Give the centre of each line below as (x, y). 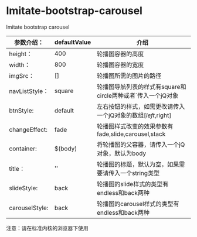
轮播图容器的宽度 (120, 64)
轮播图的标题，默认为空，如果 (138, 164)
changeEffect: (28, 129)
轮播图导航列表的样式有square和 (141, 87)
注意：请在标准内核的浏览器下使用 (47, 228)
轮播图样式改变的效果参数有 (135, 126)
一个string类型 (140, 173)
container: (23, 149)
